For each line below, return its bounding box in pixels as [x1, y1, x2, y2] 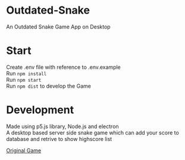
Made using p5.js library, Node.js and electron [6, 123, 119, 130]
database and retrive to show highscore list [6, 135, 112, 142]
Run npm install [6, 69, 47, 77]
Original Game [6, 146, 42, 154]
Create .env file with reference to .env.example [6, 63, 121, 71]
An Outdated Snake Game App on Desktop [6, 23, 111, 30]
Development [6, 103, 74, 117]
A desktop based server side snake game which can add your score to [6, 129, 180, 136]
